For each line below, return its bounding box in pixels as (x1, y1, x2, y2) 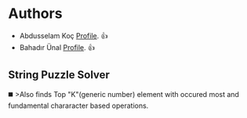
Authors (8, 5, 63, 23)
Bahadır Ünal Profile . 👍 (19, 42, 96, 52)
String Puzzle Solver (8, 68, 110, 82)
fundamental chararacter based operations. (8, 101, 149, 110)
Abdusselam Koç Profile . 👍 (19, 30, 108, 40)
